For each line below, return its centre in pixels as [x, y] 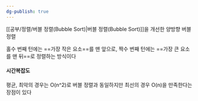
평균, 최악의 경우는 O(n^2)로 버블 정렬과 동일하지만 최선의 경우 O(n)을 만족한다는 [99, 85]
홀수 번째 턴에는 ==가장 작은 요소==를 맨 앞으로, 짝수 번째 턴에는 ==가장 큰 [92, 49]
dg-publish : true [27, 11]
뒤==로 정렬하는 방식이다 [47, 56]
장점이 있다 [19, 92]
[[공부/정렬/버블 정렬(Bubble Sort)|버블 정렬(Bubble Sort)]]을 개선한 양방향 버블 [99, 29]
